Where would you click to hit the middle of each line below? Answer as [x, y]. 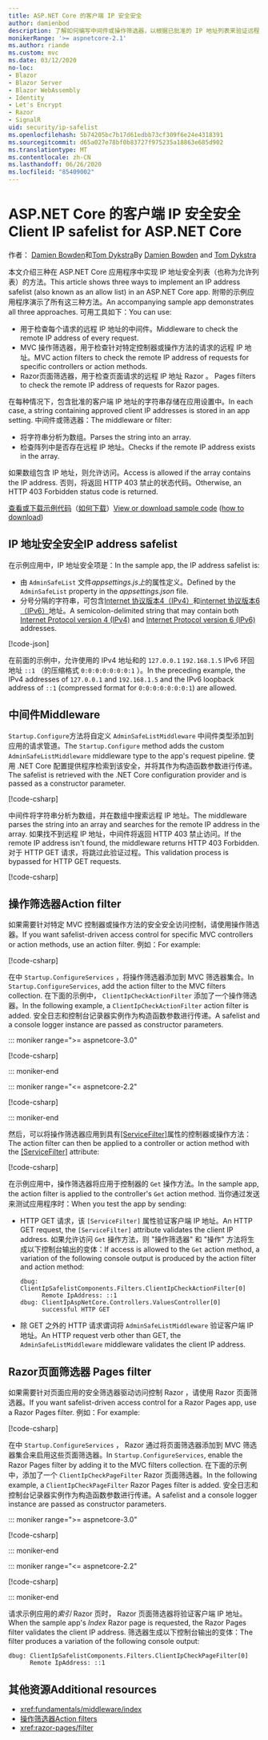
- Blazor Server [35, 82]
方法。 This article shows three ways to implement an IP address [135, 282]
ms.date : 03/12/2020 [43, 61]
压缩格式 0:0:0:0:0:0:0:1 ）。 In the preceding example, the [148, 670]
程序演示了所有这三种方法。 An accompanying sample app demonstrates [134, 302]
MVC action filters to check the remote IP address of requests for [142, 357]
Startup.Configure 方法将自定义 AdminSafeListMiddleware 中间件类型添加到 [131, 735]
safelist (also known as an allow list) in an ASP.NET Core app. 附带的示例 [128, 291]
